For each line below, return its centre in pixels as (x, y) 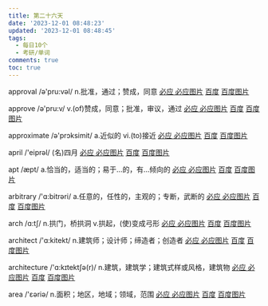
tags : (17, 38)
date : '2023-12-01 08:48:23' (57, 23)
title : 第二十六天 (36, 16)
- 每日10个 (32, 46)
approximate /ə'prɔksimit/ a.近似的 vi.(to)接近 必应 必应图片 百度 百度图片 (128, 135)
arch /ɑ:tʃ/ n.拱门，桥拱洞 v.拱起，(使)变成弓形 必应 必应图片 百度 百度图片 (130, 223)
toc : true (25, 68)
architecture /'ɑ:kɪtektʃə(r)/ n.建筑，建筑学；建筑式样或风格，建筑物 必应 (127, 267)
